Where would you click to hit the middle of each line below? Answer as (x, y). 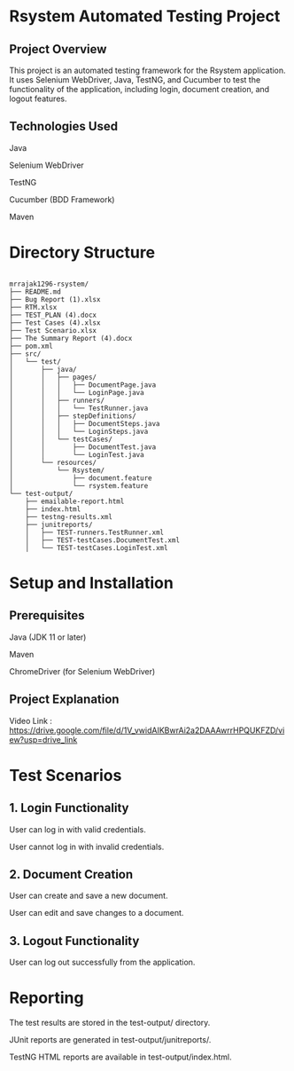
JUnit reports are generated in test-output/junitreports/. (110, 1040)
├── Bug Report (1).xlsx (55, 299)
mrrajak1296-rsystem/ (49, 284)
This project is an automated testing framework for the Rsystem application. (147, 70)
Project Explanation (64, 700)
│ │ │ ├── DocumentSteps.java (85, 423)
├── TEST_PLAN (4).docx (53, 315)
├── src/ (25, 354)
